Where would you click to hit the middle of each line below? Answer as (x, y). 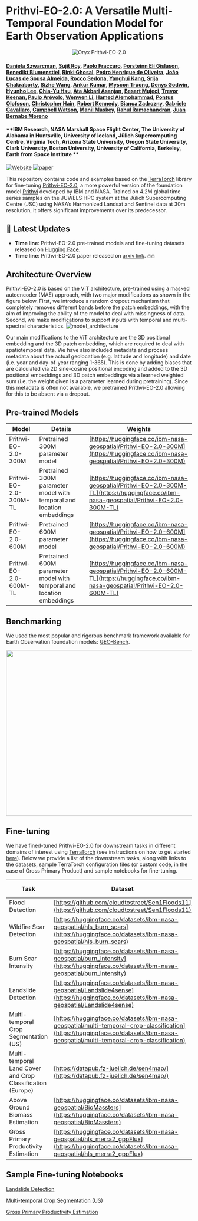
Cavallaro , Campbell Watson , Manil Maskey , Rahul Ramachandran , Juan (96, 110)
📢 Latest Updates (38, 229)
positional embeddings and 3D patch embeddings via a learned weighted (95, 375)
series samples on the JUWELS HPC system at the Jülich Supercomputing (96, 198)
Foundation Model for (110, 23)
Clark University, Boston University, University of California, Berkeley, (94, 148)
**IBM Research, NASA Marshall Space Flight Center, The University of (95, 129)
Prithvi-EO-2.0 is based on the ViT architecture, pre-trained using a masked (98, 289)
